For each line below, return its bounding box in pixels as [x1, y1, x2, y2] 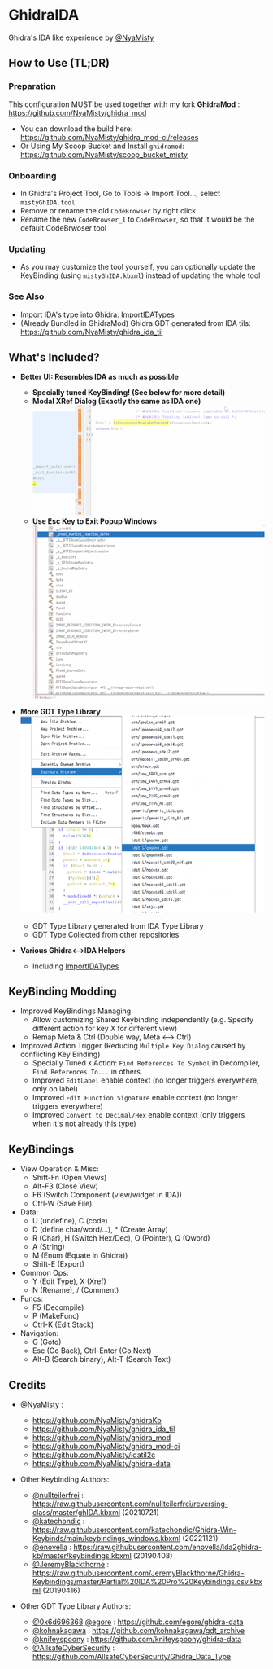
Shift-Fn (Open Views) [32, 1173, 107, 1183]
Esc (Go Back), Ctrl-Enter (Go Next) [32, 1346, 152, 1355]
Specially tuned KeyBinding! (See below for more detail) [32, 388, 226, 397]
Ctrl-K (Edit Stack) [32, 1320, 94, 1329]
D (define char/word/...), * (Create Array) [32, 1224, 169, 1235]
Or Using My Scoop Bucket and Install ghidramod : [19, 141, 184, 151]
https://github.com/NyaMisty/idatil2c [32, 1450, 156, 1460]
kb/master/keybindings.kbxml [32, 1551, 132, 1561]
